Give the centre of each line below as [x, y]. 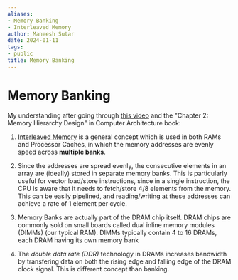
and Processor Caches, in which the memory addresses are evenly [116, 144]
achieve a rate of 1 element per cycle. [72, 203]
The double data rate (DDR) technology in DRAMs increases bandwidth [122, 254]
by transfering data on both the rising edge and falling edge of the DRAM [124, 261]
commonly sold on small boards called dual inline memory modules [116, 224]
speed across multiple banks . [62, 152]
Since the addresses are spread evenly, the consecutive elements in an [122, 165]
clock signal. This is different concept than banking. [93, 269]
